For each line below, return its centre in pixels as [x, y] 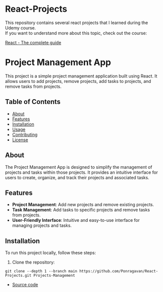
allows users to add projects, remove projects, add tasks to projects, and [78, 81]
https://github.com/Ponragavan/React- [119, 271]
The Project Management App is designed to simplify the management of [79, 167]
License [20, 140]
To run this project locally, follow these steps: [51, 253]
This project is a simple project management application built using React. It [81, 76]
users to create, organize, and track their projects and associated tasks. [77, 177]
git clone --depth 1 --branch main [41, 271]
